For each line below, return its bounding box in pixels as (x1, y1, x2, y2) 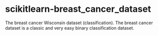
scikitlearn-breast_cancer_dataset (5, 3, 152, 15)
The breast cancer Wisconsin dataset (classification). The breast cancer (5, 20, 153, 26)
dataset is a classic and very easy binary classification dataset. (5, 25, 134, 31)
